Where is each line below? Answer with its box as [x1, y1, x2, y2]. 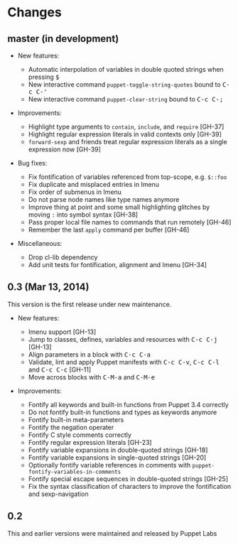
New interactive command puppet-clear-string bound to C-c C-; [28, 95, 224, 103]
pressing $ [28, 72, 60, 81]
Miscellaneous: [17, 239, 63, 247]
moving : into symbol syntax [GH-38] [28, 210, 139, 219]
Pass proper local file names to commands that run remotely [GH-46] [28, 218, 232, 226]
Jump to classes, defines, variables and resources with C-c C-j [28, 335, 218, 343]
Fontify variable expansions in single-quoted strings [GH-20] [28, 453, 207, 462]
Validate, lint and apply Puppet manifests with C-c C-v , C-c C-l [28, 357, 220, 366]
